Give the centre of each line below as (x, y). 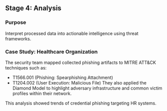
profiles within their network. (42, 93)
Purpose (16, 22)
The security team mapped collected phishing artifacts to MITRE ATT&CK (81, 62)
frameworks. (18, 38)
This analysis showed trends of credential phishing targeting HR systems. (81, 103)
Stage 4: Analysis (33, 8)
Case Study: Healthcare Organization (51, 51)
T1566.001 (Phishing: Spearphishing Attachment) (63, 77)
